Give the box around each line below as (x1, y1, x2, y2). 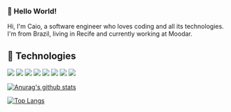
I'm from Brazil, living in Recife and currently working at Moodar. (7, 29, 192, 38)
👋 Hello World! (7, 6, 57, 16)
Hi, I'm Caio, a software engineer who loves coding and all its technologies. (7, 22, 224, 31)
